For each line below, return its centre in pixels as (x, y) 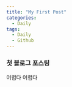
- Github (23, 40)
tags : (13, 29)
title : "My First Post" (37, 12)
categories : (21, 18)
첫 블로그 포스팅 (28, 63)
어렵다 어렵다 (22, 78)
